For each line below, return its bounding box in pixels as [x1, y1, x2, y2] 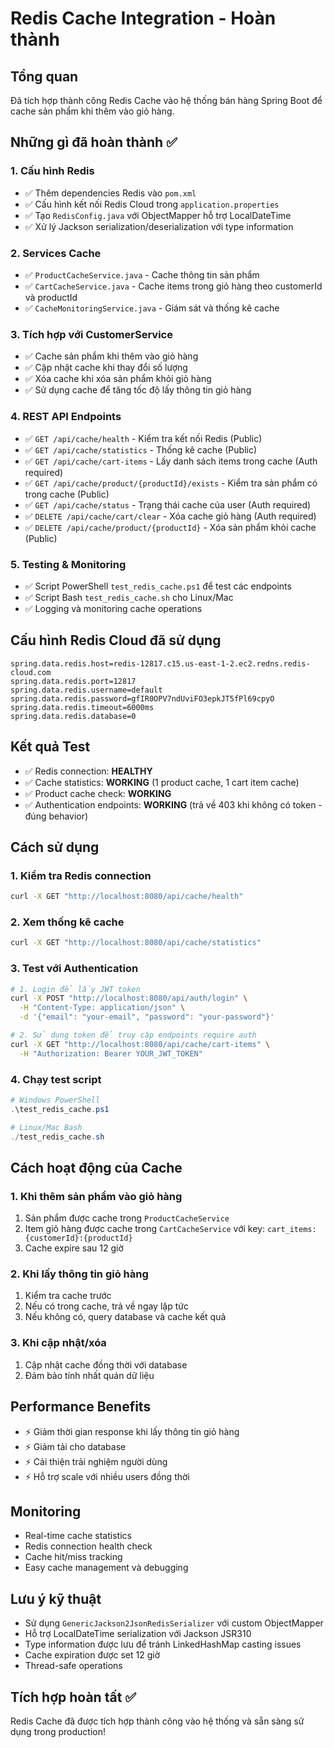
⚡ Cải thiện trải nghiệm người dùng [24, 1455, 168, 1467]
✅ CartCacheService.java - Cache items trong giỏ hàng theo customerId [24, 280, 323, 292]
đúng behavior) [24, 810, 89, 822]
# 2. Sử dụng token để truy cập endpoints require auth [10, 1030, 257, 1041]
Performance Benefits [10, 1398, 152, 1416]
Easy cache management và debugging [24, 1562, 189, 1574]
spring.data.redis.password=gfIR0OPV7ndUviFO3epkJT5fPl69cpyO [10, 693, 275, 704]
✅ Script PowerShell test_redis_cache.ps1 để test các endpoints [24, 580, 292, 592]
